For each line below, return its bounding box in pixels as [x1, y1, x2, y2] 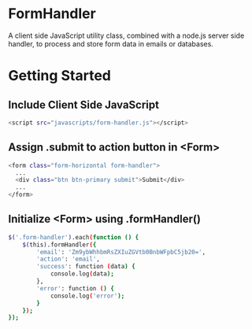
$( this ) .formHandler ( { [22, 241, 97, 249]
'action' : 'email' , [36, 255, 101, 264]
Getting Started [8, 67, 112, 85]
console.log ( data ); [50, 270, 114, 278]
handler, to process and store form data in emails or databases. [8, 39, 214, 48]
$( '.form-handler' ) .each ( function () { [8, 233, 139, 241]
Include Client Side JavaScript [8, 98, 160, 111]
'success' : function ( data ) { [36, 263, 135, 271]
